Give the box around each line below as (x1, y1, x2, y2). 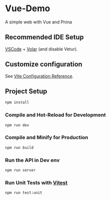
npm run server (5, 167, 36, 173)
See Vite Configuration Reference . (5, 73, 74, 79)
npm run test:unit (5, 190, 42, 195)
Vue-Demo (5, 3, 50, 14)
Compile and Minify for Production (5, 134, 89, 141)
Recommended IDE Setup (5, 33, 84, 41)
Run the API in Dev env (5, 157, 60, 164)
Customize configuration (5, 60, 83, 69)
